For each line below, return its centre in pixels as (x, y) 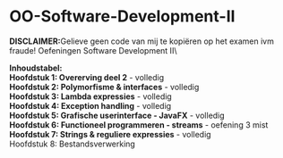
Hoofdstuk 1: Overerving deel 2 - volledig (87, 77)
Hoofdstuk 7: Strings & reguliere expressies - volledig (111, 134)
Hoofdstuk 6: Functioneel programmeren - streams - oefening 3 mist (139, 125)
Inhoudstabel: (36, 68)
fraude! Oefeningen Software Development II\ (93, 50)
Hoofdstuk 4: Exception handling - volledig (90, 105)
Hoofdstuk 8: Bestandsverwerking (73, 144)
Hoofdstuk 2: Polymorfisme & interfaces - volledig (104, 87)
